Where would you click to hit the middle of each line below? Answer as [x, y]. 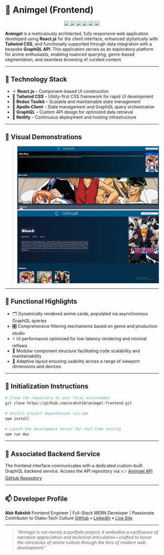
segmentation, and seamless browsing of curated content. [64, 59]
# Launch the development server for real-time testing [63, 429]
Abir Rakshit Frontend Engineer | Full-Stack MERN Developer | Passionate [80, 513]
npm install [17, 419]
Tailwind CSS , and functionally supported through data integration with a [79, 44]
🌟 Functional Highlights [41, 301]
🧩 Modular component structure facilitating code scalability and [76, 350]
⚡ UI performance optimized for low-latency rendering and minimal [79, 338]
